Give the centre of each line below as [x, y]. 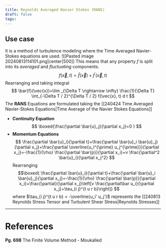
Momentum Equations [36, 134]
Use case [20, 39]
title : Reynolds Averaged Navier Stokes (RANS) [55, 10]
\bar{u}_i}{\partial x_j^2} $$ [87, 157]
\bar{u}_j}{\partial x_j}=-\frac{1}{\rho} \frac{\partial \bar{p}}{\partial [87, 178]
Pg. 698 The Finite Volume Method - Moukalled [54, 240]
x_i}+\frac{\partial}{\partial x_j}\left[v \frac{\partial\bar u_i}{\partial [87, 183]
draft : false [19, 14]
